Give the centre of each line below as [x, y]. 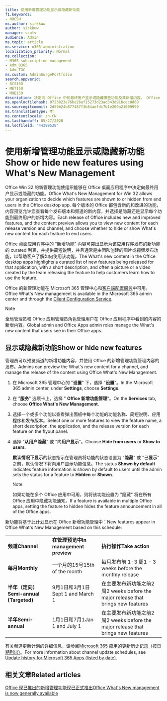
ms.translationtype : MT [30, 112]
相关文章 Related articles [43, 675]
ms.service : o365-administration [40, 47]
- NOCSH [13, 19]
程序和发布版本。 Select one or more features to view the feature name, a [87, 420]
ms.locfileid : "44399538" [32, 125]
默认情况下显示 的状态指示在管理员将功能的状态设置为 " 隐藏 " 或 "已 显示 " [86, 458]
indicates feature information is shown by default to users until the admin [87, 469]
